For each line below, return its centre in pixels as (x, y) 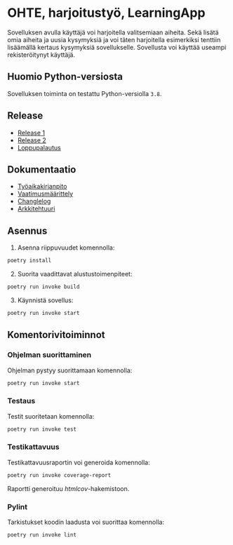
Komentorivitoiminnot (56, 335)
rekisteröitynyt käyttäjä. (41, 55)
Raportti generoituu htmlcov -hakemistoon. (68, 488)
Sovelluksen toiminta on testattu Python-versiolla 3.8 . (85, 93)
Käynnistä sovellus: (45, 300)
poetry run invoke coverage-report (59, 475)
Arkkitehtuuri (36, 209)
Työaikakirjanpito (42, 187)
